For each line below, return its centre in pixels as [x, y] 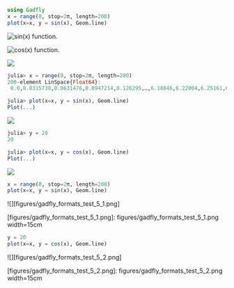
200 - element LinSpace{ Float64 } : [54, 82]
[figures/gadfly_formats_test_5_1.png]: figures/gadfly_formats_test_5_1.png [113, 217]
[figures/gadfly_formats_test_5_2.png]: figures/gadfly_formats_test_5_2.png [115, 271]
